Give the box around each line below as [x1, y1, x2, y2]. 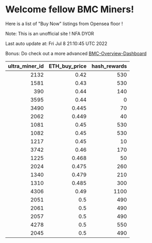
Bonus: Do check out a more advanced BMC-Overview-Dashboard [5, 50, 147, 56]
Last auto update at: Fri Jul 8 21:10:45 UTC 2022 [5, 40, 108, 47]
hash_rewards [91, 63, 127, 70]
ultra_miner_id [8, 63, 44, 70]
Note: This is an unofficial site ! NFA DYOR [5, 30, 94, 36]
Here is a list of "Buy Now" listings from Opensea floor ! [5, 21, 123, 27]
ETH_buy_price [48, 63, 87, 70]
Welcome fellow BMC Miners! [5, 4, 135, 15]
